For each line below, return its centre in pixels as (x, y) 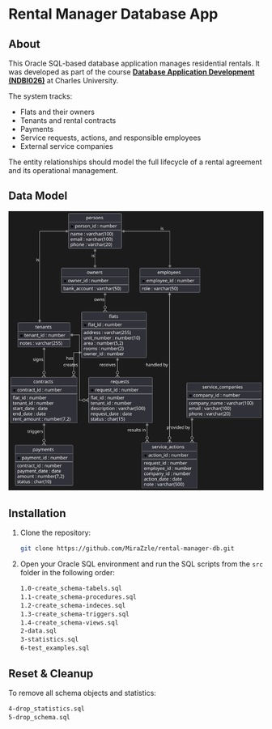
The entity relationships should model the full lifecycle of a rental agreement (135, 162)
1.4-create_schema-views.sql (69, 623)
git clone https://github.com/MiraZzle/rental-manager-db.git (127, 549)
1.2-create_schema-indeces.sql (73, 605)
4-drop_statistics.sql (47, 709)
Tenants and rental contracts (68, 121)
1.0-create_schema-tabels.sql (71, 589)
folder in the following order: (68, 573)
